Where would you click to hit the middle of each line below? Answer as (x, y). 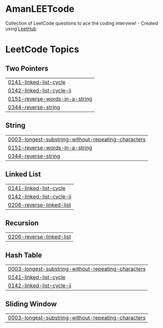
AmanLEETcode (40, 9)
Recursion (22, 223)
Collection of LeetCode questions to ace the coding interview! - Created (82, 23)
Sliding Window (31, 304)
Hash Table (24, 255)
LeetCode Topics (42, 50)
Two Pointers (27, 68)
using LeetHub (21, 28)
